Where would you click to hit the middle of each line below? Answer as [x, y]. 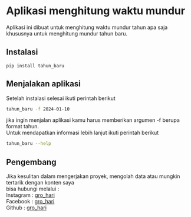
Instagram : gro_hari [30, 195]
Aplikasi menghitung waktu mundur [96, 11]
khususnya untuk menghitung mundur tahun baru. [67, 33]
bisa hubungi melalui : [33, 189]
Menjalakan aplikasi [43, 84]
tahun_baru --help [29, 144]
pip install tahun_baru [35, 66]
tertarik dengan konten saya [40, 183]
